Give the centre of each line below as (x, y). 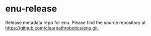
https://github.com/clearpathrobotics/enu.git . (52, 27)
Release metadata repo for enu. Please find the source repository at (75, 22)
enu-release (31, 9)
